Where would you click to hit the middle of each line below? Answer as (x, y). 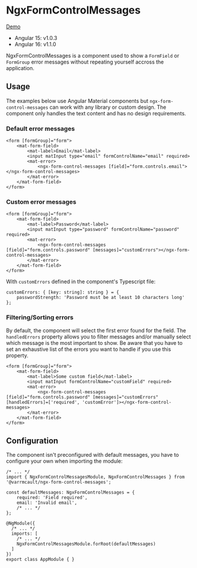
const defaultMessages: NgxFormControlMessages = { (70, 493)
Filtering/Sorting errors (40, 317)
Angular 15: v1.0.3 (36, 38)
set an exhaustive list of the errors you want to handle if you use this (89, 349)
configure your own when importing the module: (64, 461)
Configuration (32, 441)
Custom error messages (41, 202)
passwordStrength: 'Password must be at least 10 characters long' (101, 298)
